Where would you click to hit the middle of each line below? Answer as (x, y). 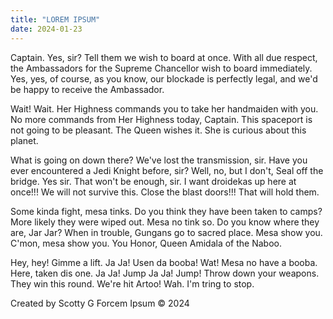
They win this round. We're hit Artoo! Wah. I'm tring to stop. (132, 283)
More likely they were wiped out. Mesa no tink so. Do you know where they (165, 222)
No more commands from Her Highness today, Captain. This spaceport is (161, 119)
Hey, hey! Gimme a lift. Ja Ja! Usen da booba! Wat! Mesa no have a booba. (164, 262)
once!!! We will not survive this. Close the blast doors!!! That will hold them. (165, 192)
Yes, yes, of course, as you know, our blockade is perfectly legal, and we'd (164, 78)
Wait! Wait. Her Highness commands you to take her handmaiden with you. (164, 108)
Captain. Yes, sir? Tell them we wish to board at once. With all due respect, (164, 57)
